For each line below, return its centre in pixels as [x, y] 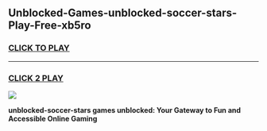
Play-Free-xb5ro [50, 26]
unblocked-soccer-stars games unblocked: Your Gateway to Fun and [124, 110]
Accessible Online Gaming [53, 118]
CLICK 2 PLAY [36, 78]
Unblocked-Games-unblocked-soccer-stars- [123, 13]
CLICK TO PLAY [39, 48]
